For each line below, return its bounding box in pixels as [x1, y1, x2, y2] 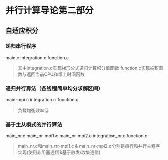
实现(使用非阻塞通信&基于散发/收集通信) [17, 149, 101, 155]
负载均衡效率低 [17, 107, 49, 114]
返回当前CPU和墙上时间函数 [26, 71, 85, 77]
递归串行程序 [5, 42, 37, 49]
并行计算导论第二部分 [5, 5, 94, 16]
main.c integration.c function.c [5, 54, 69, 61]
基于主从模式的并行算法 [5, 121, 62, 128]
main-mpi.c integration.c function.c [5, 97, 79, 103]
